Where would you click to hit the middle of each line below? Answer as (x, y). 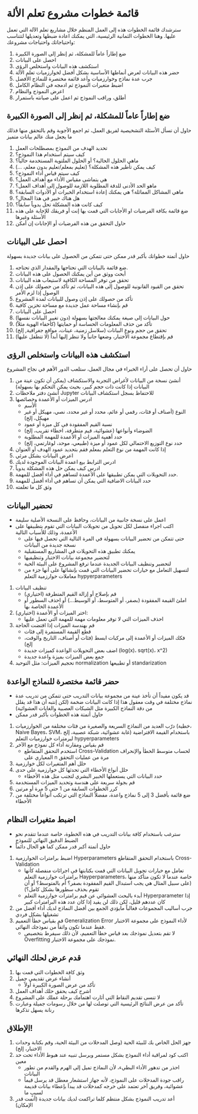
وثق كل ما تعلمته (34, 487)
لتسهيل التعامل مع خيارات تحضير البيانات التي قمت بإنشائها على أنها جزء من (106, 570)
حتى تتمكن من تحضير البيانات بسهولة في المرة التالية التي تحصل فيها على (104, 539)
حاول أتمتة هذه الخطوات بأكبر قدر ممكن (59, 714)
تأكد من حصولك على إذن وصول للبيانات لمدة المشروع (74, 299)
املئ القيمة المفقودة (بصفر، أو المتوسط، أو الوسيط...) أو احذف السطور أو (105, 600)
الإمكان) (24, 1105)
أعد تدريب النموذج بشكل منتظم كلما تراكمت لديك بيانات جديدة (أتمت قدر (95, 1099)
